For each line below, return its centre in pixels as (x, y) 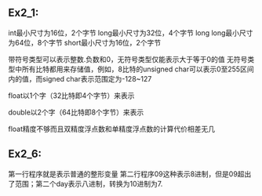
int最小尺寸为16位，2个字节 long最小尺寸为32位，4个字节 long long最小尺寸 (131, 33)
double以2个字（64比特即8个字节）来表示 (76, 112)
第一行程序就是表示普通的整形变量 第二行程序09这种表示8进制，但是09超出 (130, 174)
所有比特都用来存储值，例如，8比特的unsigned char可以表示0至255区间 (138, 69)
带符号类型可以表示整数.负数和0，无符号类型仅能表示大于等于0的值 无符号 (128, 59)
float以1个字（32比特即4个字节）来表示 (71, 95)
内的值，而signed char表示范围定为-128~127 (80, 78)
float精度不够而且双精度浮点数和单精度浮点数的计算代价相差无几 (112, 129)
